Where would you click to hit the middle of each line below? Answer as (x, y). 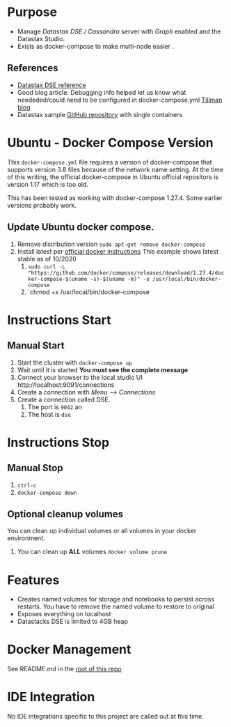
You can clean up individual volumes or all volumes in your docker (102, 531)
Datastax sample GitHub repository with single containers (100, 114)
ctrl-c (27, 485)
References (33, 68)
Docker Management (69, 650)
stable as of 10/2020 (47, 259)
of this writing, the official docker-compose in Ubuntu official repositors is (113, 177)
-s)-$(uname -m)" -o (120, 279)
